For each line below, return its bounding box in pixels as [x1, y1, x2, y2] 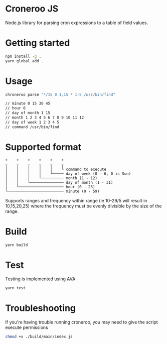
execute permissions [5, 324, 49, 330]
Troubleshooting [5, 302, 76, 314]
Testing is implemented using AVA [5, 276, 76, 282]
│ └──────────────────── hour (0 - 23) [5, 184, 95, 189]
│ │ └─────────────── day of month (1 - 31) [5, 180, 113, 185]
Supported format [5, 141, 82, 153]
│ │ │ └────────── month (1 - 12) [5, 175, 98, 181]
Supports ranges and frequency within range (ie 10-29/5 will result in [5, 197, 147, 203]
